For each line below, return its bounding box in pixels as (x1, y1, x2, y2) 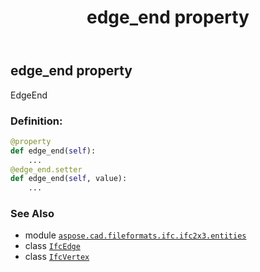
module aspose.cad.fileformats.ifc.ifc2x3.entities (24, 229, 247, 241)
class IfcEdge (24, 240, 81, 252)
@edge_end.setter (10, 164, 83, 175)
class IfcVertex (24, 251, 90, 263)
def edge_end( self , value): (10, 174, 128, 184)
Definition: (10, 114, 63, 128)
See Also (10, 207, 55, 221)
